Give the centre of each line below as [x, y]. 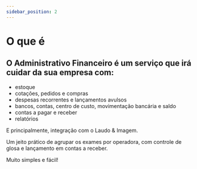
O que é [26, 41]
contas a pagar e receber [46, 112]
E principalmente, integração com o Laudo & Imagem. [72, 130]
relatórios [27, 119]
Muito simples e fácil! [32, 159]
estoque [25, 87]
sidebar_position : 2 [32, 12]
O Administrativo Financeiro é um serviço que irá [99, 63]
